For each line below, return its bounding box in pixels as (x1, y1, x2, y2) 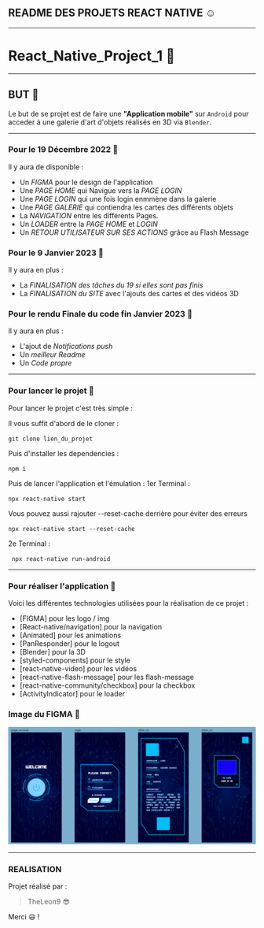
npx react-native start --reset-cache (8, 525, 135, 533)
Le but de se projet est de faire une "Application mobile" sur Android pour (8, 109, 249, 118)
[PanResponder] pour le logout (19, 639, 120, 648)
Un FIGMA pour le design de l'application (19, 177, 153, 187)
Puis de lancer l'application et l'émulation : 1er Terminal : (8, 478, 190, 488)
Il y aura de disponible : (8, 161, 84, 172)
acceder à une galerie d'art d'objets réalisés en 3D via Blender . (8, 117, 212, 127)
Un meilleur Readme (19, 350, 86, 359)
